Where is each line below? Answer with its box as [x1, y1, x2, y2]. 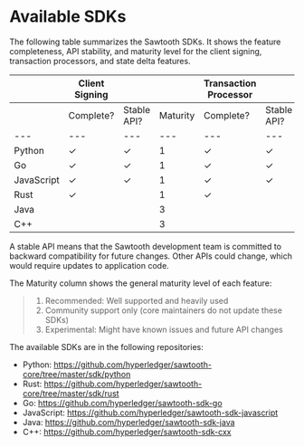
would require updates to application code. [9, 260, 169, 270]
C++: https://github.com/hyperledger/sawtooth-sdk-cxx [22, 426, 233, 437]
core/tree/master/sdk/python [22, 368, 131, 379]
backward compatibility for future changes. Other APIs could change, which [9, 251, 292, 261]
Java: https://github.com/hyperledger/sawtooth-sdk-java [22, 416, 235, 427]
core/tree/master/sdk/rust [22, 387, 119, 399]
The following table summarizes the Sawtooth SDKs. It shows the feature [9, 36, 281, 47]
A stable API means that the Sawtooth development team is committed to [9, 241, 282, 251]
